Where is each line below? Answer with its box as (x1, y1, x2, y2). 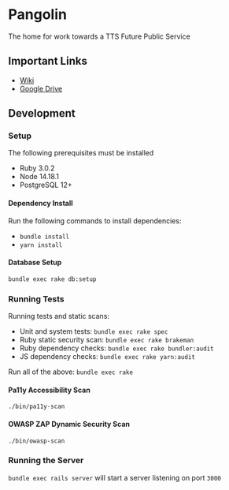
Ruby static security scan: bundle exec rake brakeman (19, 335, 194, 345)
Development (8, 107, 76, 120)
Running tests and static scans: (8, 312, 110, 321)
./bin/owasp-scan (8, 436, 65, 445)
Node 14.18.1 (19, 172, 60, 181)
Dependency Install (8, 199, 73, 208)
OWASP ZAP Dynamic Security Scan (8, 419, 130, 428)
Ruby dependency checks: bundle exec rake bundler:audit (19, 343, 214, 353)
